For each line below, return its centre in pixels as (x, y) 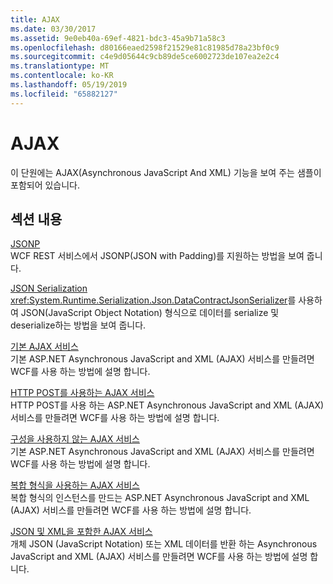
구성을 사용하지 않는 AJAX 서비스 (75, 439)
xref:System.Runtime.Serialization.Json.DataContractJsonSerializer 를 (153, 300)
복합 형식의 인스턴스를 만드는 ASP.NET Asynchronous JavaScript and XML (160, 498)
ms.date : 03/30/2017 (53, 29)
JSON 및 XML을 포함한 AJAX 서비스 (81, 532)
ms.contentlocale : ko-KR (62, 76)
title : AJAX (35, 19)
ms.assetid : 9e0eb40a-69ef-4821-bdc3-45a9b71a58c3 (118, 38)
